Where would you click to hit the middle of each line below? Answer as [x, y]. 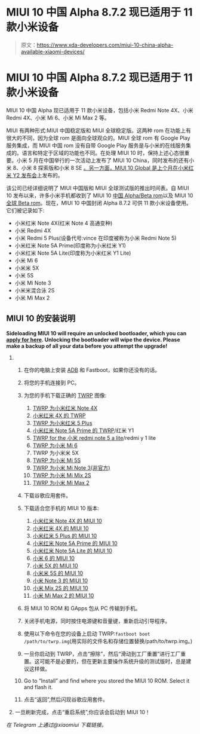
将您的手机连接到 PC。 [52, 383]
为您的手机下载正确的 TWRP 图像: [65, 395]
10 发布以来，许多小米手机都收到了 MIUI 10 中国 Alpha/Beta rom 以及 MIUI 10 [100, 195]
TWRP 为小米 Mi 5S [57, 460]
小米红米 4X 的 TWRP [59, 415]
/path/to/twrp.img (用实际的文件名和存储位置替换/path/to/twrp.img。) [108, 641]
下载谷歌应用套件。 [47, 495]
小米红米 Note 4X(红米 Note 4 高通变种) [64, 223]
